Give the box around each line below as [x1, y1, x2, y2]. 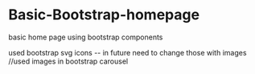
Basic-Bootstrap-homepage [8, 6, 199, 24]
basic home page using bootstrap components [8, 32, 163, 42]
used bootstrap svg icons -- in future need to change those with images [8, 47, 247, 57]
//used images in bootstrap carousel [8, 56, 129, 66]
